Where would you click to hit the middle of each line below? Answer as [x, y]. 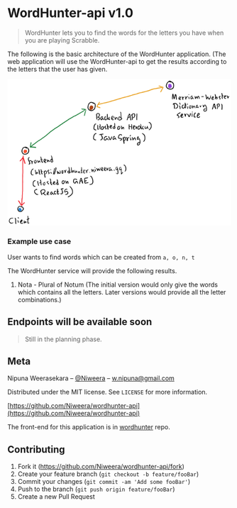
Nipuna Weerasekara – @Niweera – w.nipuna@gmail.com [91, 378]
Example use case [39, 241]
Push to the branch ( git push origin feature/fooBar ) [96, 489]
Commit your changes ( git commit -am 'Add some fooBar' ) [104, 482]
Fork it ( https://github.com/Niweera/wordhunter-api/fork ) [101, 467]
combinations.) [39, 299]
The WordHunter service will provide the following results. [92, 270]
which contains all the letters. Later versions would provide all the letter [122, 292]
